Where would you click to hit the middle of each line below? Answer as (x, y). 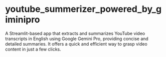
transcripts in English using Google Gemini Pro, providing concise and (77, 39)
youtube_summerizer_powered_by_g (83, 9)
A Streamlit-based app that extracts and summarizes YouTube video (75, 33)
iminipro (23, 20)
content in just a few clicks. (33, 49)
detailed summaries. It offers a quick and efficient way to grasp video (76, 44)
